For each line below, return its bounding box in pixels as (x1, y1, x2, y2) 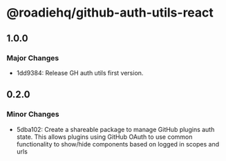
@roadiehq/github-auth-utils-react (6, 5, 214, 21)
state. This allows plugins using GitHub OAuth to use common (16, 133, 193, 141)
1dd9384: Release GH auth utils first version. (16, 68, 144, 77)
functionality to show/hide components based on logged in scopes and (16, 140, 220, 148)
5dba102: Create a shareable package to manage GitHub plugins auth (16, 125, 215, 133)
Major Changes (6, 53, 59, 63)
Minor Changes (6, 109, 59, 119)
